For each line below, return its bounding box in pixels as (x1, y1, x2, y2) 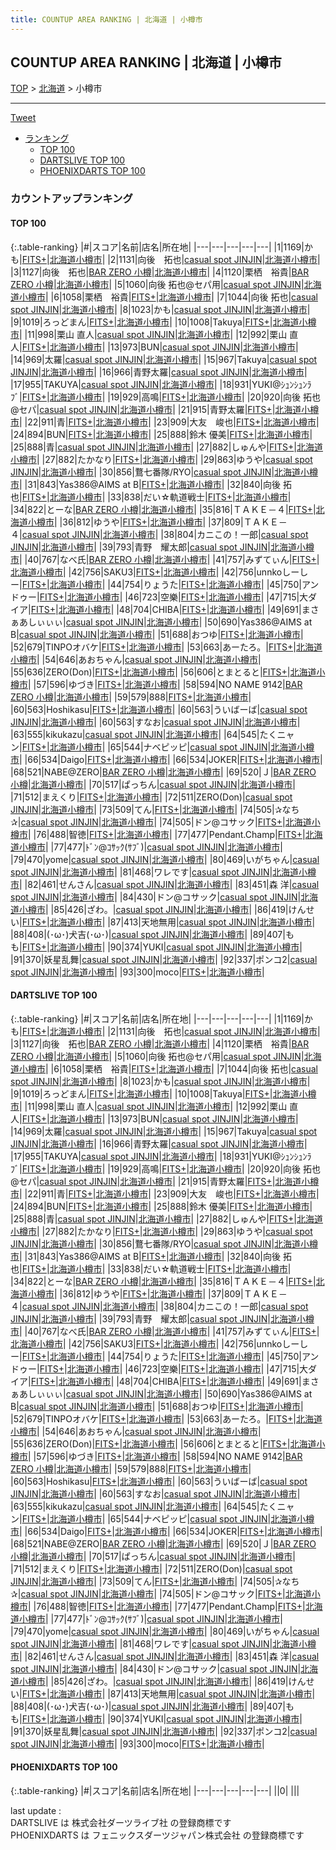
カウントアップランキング (10, 192, 133, 206)
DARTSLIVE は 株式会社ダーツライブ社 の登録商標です (10, 1816, 232, 1828)
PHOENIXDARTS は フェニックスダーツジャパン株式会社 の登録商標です (10, 1829, 305, 1841)
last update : (10, 1804, 62, 1816)
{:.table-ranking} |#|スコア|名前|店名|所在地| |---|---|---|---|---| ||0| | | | (10, 1784, 300, 1796)
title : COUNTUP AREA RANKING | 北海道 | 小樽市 (10, 14, 203, 25)
